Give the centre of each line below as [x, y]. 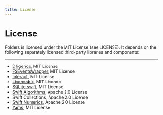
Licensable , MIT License [36, 82]
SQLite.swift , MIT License [38, 87]
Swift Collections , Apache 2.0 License [50, 97]
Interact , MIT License [33, 76]
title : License [20, 9]
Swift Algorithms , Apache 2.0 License [50, 92]
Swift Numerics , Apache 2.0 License [49, 102]
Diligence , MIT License [35, 66]
